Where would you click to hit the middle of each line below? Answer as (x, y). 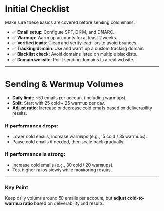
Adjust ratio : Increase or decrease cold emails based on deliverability (82, 108)
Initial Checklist (37, 9)
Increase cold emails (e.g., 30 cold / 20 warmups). (63, 165)
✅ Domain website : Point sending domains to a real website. (73, 59)
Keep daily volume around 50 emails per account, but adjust (66, 198)
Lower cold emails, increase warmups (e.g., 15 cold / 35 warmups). (80, 137)
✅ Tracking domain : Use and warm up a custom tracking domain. (78, 48)
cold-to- (136, 198)
